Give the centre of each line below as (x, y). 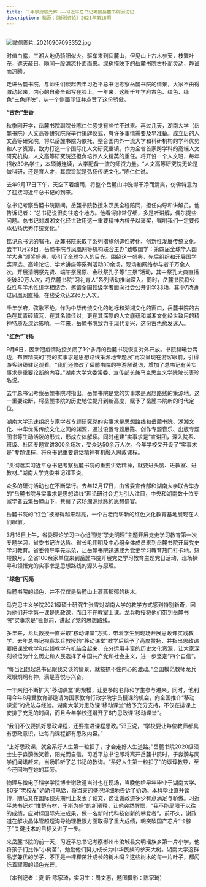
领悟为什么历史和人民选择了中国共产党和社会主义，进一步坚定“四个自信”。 (105, 656)
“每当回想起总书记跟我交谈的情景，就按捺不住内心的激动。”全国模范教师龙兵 (101, 669)
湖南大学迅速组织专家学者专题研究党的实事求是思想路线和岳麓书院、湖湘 (97, 421)
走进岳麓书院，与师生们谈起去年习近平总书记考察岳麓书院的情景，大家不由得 (103, 84)
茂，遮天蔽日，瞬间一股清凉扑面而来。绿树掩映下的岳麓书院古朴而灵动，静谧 (103, 63)
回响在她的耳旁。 (38, 769)
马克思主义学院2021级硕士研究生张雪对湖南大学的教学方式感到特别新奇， (98, 604)
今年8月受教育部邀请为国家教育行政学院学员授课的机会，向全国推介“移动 (103, 697)
